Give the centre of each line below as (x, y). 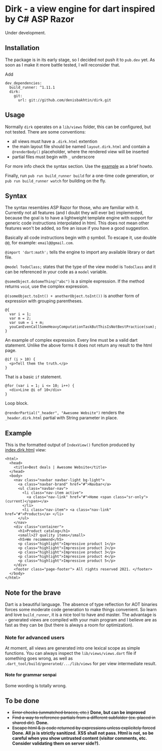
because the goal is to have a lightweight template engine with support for (79, 218)
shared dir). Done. (30, 723)
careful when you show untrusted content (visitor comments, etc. (80, 738)
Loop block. (17, 403)
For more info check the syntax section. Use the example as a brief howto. (79, 166)
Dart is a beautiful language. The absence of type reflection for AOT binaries (81, 604)
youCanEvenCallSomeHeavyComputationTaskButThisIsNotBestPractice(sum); (83, 327)
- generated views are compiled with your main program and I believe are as (81, 620)
